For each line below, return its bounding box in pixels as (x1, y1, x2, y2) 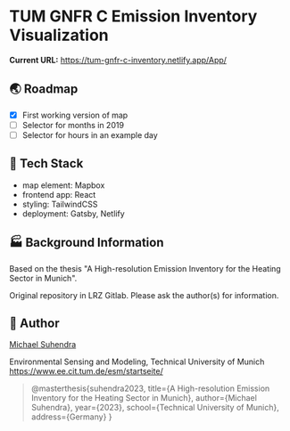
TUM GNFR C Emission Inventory (9, 6, 258, 27)
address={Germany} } (30, 411, 113, 422)
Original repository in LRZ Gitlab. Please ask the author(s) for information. (9, 289, 279, 300)
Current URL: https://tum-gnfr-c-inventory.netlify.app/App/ (9, 54, 228, 65)
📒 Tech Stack (9, 156, 84, 171)
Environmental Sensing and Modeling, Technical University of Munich (9, 356, 265, 367)
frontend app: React (21, 189, 96, 199)
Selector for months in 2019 (21, 119, 125, 130)
